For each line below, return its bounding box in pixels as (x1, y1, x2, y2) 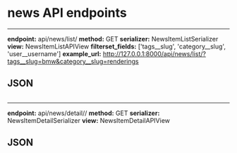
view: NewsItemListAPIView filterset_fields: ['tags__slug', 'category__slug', (7, 42, 226, 51)
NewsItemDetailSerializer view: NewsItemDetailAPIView (7, 116, 171, 124)
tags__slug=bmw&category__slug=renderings (7, 57, 139, 65)
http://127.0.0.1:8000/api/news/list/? (102, 49, 207, 58)
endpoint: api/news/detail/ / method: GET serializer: (7, 109, 160, 117)
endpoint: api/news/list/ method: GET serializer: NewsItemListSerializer (7, 34, 219, 43)
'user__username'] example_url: (7, 49, 102, 58)
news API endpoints (7, 5, 127, 21)
